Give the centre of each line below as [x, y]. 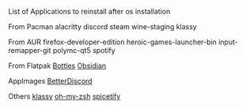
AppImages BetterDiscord [50, 81]
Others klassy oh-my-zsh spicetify [64, 96]
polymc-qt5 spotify [84, 50]
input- [229, 42]
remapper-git [30, 50]
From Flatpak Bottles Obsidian [57, 66]
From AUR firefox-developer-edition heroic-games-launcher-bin [113, 42]
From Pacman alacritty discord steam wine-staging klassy [103, 26]
